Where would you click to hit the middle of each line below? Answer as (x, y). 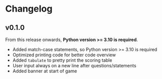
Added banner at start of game (45, 71)
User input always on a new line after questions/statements (74, 66)
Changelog (29, 9)
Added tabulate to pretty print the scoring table (62, 60)
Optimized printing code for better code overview (64, 55)
